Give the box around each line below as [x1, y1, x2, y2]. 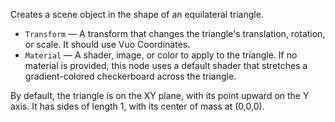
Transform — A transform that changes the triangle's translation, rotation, [24, 28, 326, 39]
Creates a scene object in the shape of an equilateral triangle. [10, 9, 264, 20]
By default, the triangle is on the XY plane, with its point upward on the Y [10, 90, 310, 101]
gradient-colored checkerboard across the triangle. [24, 70, 237, 82]
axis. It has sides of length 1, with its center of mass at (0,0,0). [10, 100, 265, 112]
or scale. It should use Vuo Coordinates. [24, 39, 191, 50]
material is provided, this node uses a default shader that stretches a [24, 60, 308, 71]
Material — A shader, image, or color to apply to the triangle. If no [24, 49, 298, 61]
